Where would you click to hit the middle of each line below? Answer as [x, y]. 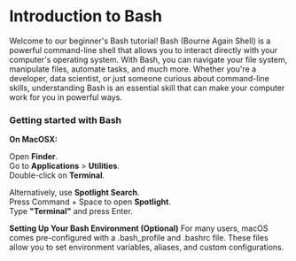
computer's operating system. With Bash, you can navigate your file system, [148, 59]
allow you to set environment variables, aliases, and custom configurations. [147, 247]
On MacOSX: [34, 140]
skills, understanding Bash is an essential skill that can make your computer [147, 88]
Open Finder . [34, 157]
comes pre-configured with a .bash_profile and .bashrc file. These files [139, 238]
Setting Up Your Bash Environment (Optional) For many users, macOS [139, 228]
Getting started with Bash [66, 119]
